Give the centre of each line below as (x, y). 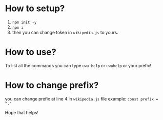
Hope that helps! (22, 112)
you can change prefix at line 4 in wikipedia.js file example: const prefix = (82, 99)
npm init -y (24, 22)
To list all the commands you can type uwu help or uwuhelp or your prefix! (78, 65)
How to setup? (35, 9)
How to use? (31, 52)
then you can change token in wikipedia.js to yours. (65, 32)
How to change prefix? (52, 85)
